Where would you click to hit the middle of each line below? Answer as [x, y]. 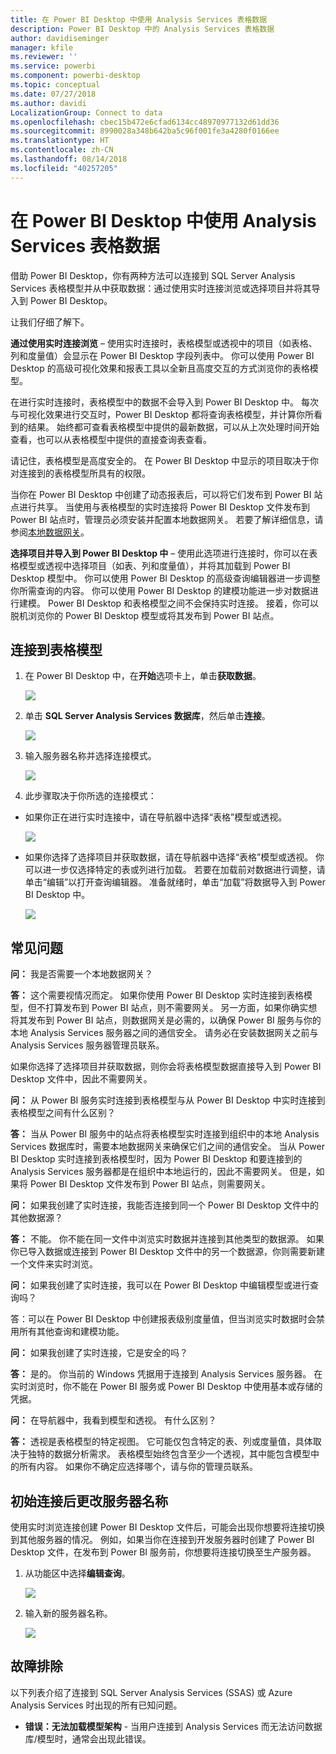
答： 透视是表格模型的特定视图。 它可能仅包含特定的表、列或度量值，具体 [161, 1442]
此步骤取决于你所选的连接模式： [90, 796]
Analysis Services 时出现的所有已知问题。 [96, 1705]
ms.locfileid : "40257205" [64, 168]
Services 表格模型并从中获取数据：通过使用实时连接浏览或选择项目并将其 [161, 288]
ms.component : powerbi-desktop [75, 76]
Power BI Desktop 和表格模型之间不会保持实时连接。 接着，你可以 [183, 603]
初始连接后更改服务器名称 [89, 1501]
